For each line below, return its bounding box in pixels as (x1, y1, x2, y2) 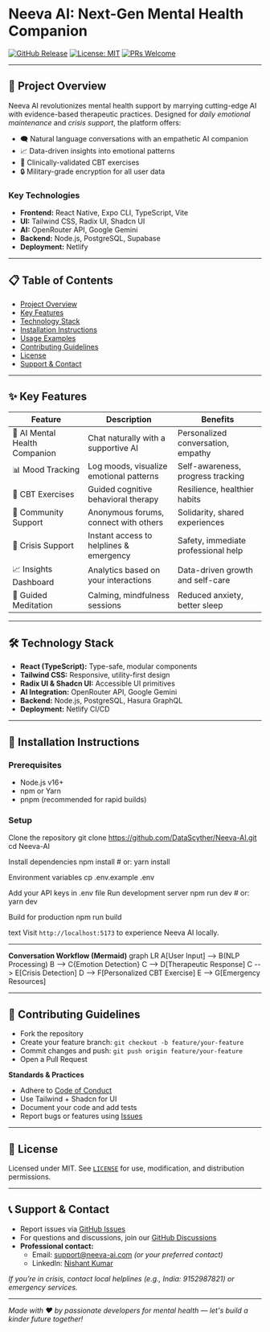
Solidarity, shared (178, 506, 244, 518)
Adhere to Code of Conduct (19, 1086, 112, 1096)
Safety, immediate (178, 535, 247, 546)
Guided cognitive (88, 483, 153, 494)
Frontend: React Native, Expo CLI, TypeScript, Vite (19, 208, 189, 218)
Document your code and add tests (19, 1103, 137, 1113)
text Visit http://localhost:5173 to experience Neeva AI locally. (8, 928, 219, 937)
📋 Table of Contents (8, 274, 114, 288)
